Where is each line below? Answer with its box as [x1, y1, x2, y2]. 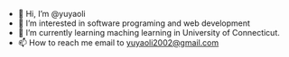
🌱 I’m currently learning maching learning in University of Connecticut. [17, 28, 280, 37]
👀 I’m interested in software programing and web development [17, 18, 251, 28]
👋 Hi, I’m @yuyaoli [17, 9, 86, 19]
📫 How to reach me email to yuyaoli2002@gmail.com [17, 37, 219, 48]
